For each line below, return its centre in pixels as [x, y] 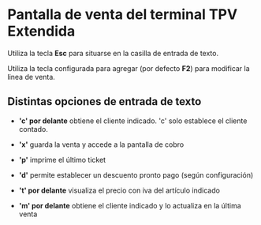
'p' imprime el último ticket [62, 159]
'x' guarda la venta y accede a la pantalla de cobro [101, 144]
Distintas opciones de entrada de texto [104, 101]
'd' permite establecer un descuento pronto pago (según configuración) [136, 174]
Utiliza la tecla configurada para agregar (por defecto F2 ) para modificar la [129, 68]
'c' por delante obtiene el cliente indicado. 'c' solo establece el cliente [133, 121]
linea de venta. [32, 77]
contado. [33, 129]
